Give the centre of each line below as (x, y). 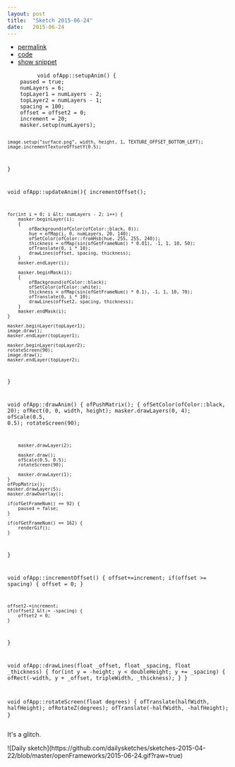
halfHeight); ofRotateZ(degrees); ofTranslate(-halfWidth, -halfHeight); (118, 708)
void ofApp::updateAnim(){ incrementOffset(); (77, 192)
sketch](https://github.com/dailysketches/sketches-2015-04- (116, 748)
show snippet (37, 62)
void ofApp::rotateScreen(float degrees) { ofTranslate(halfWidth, (109, 702)
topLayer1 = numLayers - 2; (61, 95)
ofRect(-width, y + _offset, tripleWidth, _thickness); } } (98, 678)
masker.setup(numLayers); (58, 125)
